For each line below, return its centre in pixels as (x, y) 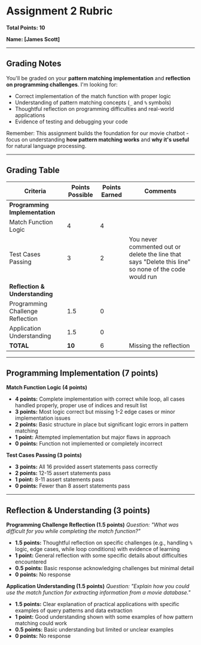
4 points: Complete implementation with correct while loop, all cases (100, 399)
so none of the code (157, 269)
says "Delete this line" (160, 262)
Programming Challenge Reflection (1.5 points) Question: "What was (92, 525)
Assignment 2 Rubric (60, 11)
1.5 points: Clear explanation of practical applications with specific (97, 604)
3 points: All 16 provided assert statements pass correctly (86, 467)
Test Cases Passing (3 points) (44, 455)
